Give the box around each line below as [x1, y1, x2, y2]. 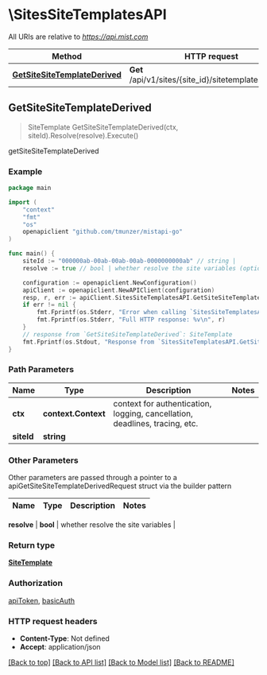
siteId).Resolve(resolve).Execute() [27, 130, 139, 140]
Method [51, 50, 82, 61]
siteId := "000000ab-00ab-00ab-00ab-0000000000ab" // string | [22, 257, 237, 266]
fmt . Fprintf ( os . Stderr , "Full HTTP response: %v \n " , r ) [37, 316, 226, 324]
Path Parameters [8, 364, 74, 375]
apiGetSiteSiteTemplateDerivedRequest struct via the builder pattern [8, 481, 232, 491]
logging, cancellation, [113, 408, 193, 419]
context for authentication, [113, 398, 212, 409]
